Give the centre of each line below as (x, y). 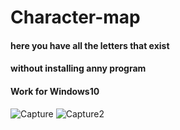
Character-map (75, 17)
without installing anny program (78, 68)
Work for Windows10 (55, 91)
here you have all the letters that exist (90, 45)
